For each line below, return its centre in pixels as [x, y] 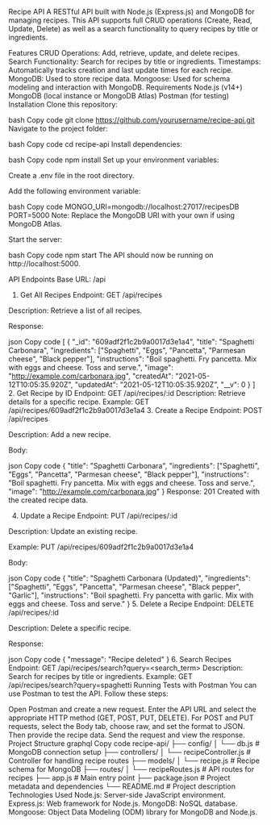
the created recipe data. [48, 500]
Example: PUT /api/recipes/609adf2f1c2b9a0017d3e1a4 [101, 547]
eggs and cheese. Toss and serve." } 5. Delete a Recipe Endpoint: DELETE [131, 604]
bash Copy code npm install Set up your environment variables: [114, 160]
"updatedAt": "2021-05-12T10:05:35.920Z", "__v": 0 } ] [165, 385]
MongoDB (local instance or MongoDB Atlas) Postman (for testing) [119, 96]
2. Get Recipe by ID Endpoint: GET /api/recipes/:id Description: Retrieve [127, 393]
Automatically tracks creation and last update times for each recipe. [121, 70]
